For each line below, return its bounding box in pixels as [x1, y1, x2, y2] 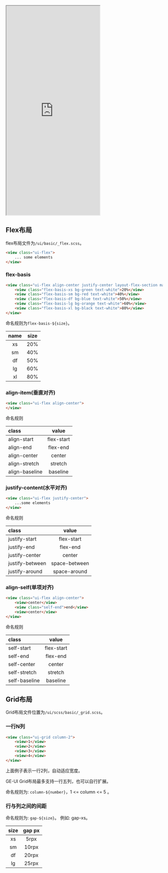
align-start [8, 435, 34, 442]
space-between [51, 559, 89, 566]
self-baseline [8, 677, 40, 684]
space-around [52, 567, 88, 574]
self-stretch [8, 668, 37, 675]
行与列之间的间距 [5, 802, 47, 809]
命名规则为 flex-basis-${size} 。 [5, 320, 72, 326]
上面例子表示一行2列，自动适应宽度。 [5, 767, 83, 773]
